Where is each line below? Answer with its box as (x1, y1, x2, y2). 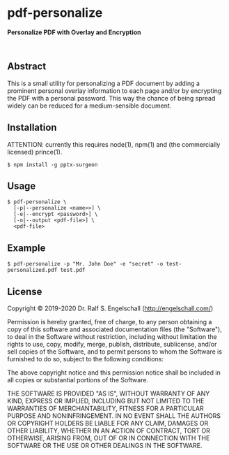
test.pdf (60, 267, 86, 274)
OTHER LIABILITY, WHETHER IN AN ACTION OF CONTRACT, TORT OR (7, 426, 210, 435)
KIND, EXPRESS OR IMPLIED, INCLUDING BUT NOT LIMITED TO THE (7, 397, 205, 405)
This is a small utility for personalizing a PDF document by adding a (7, 79, 200, 87)
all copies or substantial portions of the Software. (7, 376, 148, 384)
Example (7, 242, 46, 254)
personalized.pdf (7, 267, 58, 274)
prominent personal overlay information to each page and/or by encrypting (7, 86, 222, 95)
